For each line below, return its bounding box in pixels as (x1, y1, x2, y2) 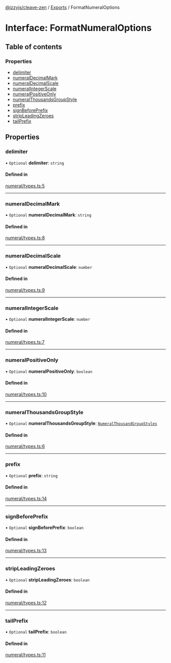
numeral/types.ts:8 (5, 235, 45, 241)
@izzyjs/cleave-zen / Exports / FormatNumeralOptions (5, 5, 120, 10)
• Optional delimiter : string (5, 160, 65, 166)
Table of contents (5, 42, 62, 51)
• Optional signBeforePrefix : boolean (5, 525, 84, 531)
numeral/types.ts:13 (5, 548, 47, 554)
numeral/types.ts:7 (5, 339, 45, 345)
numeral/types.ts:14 (5, 495, 47, 501)
